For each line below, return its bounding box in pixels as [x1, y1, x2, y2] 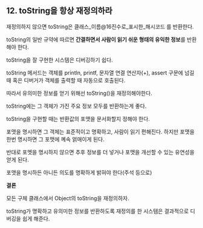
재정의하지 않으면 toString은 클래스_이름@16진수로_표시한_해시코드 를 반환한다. [6, 23, 195, 30]
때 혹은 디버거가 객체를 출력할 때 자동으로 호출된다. [6, 76, 126, 83]
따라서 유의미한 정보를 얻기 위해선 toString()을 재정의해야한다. [6, 90, 153, 97]
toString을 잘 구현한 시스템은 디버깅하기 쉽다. [6, 56, 113, 64]
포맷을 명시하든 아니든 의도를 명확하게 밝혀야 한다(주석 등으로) [6, 169, 152, 176]
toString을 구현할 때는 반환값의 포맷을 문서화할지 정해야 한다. [6, 115, 150, 122]
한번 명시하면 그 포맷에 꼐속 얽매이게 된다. [6, 135, 105, 143]
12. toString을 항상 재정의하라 [6, 5, 113, 16]
